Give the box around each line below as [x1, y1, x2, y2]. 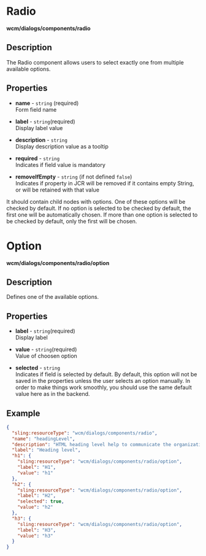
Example [6, 408, 40, 419]
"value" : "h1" [17, 469, 53, 476]
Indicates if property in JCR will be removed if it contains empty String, [15, 179, 194, 187]
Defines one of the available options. [6, 293, 99, 301]
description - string [15, 136, 67, 144]
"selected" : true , [17, 498, 64, 504]
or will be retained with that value [15, 186, 100, 193]
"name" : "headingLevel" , [12, 436, 75, 442]
